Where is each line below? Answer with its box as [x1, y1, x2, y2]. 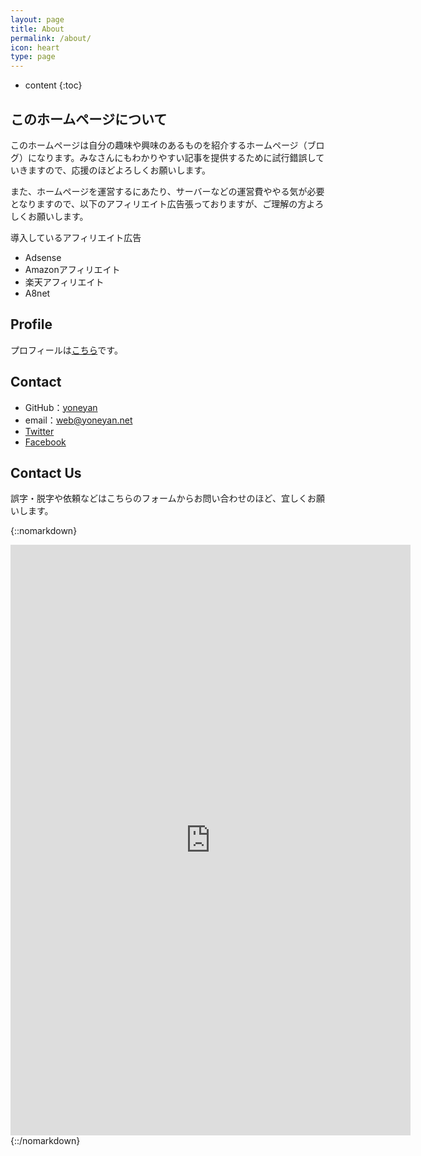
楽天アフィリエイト [24, 276, 105, 288]
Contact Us [10, 464, 82, 481]
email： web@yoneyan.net [24, 414, 133, 426]
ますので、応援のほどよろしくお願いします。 [27, 164, 212, 176]
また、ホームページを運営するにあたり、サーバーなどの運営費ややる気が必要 [10, 185, 325, 197]
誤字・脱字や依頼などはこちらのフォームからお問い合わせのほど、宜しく [10, 492, 308, 505]
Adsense [24, 251, 62, 263]
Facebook [24, 436, 67, 448]
